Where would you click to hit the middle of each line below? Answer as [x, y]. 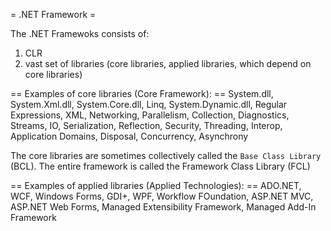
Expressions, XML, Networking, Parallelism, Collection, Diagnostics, [150, 115]
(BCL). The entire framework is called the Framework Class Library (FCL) [160, 166]
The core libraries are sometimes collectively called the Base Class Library [166, 155]
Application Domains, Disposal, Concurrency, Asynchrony [129, 136]
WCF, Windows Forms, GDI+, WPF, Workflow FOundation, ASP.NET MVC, [162, 196]
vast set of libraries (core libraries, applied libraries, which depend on [168, 63]
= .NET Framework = [53, 14]
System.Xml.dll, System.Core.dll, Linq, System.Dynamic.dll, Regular [149, 104]
